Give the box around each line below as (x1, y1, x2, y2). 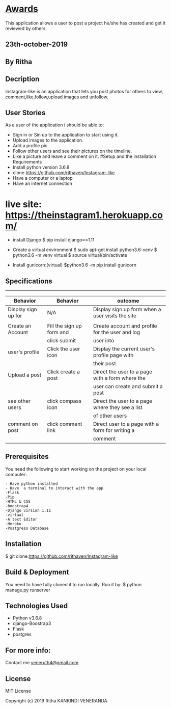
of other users (93, 412, 127, 419)
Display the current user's (93, 345, 155, 352)
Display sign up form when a (93, 306, 161, 313)
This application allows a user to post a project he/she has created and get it (5, 20, 166, 26)
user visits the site (93, 312, 136, 319)
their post (93, 360, 116, 367)
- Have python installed (5, 481, 58, 486)
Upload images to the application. (12, 137, 83, 143)
